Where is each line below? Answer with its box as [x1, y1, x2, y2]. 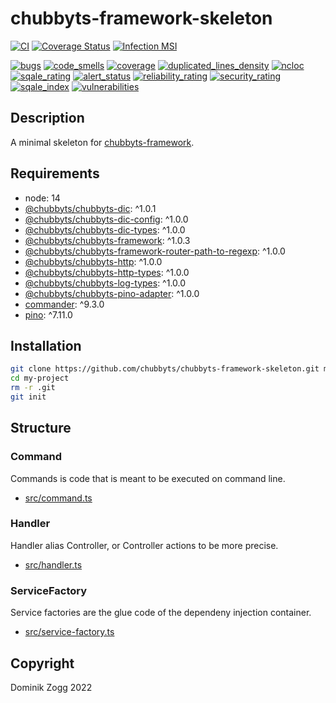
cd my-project [10, 373, 70, 384]
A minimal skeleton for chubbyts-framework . [10, 136, 195, 148]
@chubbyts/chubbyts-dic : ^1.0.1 [24, 202, 157, 214]
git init [10, 392, 47, 402]
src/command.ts [24, 492, 93, 504]
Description [10, 110, 85, 127]
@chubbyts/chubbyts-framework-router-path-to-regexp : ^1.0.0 [24, 245, 286, 257]
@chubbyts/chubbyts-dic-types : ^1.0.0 [24, 223, 186, 236]
